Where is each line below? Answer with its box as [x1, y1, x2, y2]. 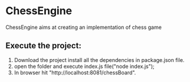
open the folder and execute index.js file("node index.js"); [14, 63, 155, 70]
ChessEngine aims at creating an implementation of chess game [5, 24, 162, 31]
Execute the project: [5, 41, 82, 51]
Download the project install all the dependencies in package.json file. [14, 56, 185, 63]
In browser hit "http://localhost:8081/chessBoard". [14, 69, 136, 76]
